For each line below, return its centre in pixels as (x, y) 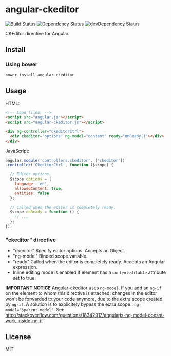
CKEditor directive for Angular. (37, 33)
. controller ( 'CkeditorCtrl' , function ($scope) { (60, 165)
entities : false (32, 193)
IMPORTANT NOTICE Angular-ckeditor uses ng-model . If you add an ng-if (83, 288)
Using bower (22, 64)
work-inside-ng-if (24, 321)
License (18, 337)
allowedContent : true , (39, 188)
